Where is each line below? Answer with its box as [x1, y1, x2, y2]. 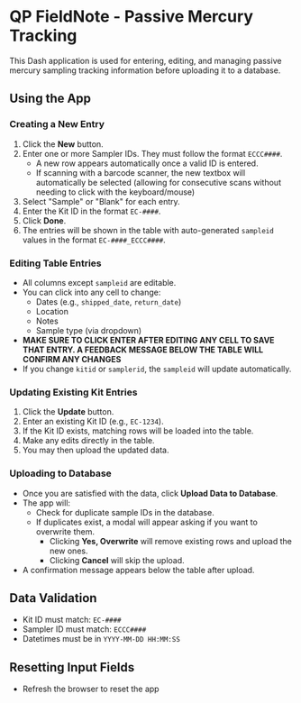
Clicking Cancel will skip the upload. [49, 554, 185, 565]
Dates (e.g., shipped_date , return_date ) [35, 296, 182, 307]
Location [35, 306, 69, 316]
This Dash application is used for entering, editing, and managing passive [9, 55, 282, 66]
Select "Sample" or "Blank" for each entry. [22, 196, 180, 206]
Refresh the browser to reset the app [22, 683, 160, 695]
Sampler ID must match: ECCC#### [22, 624, 147, 635]
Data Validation [9, 590, 97, 606]
